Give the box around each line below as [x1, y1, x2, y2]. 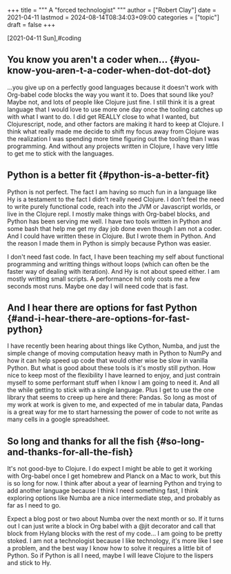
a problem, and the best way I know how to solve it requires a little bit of [7, 544, 212, 553]
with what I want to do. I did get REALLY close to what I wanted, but [7, 112, 199, 120]
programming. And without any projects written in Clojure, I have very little [7, 142, 219, 150]
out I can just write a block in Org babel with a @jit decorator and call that [7, 522, 216, 530]
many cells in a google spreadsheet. [7, 415, 110, 424]
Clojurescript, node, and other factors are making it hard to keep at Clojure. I [7, 120, 224, 128]
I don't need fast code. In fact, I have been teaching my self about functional [7, 252, 224, 261]
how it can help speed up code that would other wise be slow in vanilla [7, 356, 208, 365]
